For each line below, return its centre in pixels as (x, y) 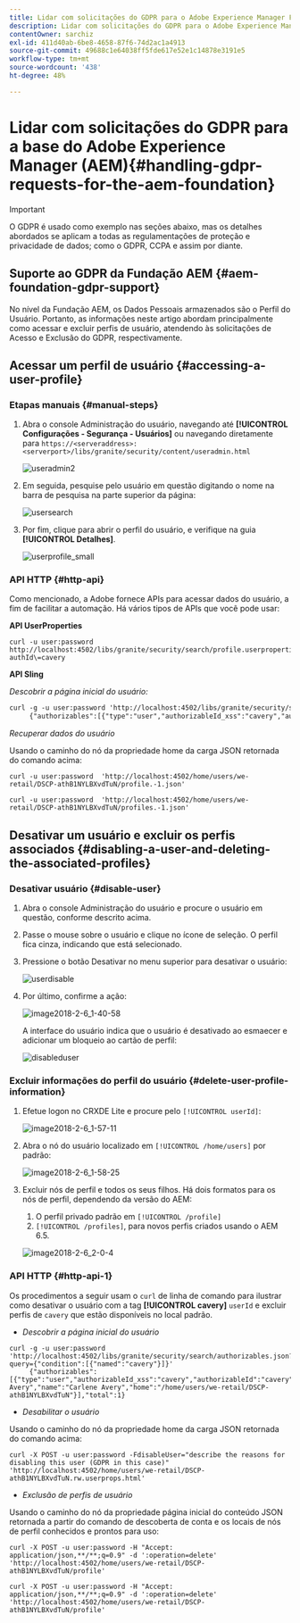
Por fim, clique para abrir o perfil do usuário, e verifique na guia (139, 530)
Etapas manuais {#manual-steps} (84, 404)
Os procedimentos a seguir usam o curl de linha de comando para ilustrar (146, 1295)
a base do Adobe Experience (117, 146)
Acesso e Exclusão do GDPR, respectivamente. (96, 337)
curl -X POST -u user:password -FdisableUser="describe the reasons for (147, 1455)
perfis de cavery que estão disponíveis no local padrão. (111, 1314)
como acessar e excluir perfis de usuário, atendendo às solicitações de (141, 328)
